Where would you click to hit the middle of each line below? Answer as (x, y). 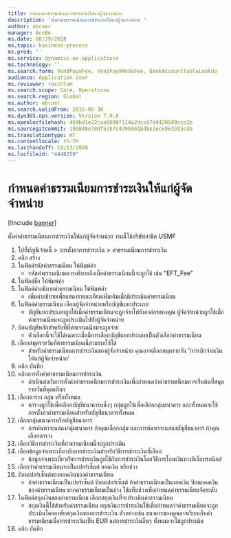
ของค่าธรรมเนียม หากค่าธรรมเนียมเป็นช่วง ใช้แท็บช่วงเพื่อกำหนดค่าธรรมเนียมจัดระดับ (122, 490)
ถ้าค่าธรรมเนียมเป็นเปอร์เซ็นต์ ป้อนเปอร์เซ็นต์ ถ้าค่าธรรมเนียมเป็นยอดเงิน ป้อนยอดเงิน (123, 482)
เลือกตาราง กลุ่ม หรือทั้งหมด (49, 397)
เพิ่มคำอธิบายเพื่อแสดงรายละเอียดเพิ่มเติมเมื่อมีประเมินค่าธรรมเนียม (102, 296)
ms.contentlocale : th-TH (43, 142)
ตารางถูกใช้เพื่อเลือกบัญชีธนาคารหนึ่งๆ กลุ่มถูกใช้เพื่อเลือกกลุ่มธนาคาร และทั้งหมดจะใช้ (123, 405)
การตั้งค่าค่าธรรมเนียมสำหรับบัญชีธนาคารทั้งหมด (81, 412)
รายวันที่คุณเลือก (47, 389)
